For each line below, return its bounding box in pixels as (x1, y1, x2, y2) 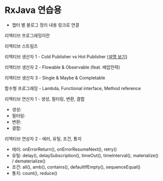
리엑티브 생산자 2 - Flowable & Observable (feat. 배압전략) (4, 64, 120, 70)
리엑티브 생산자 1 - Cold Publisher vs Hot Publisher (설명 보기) (4, 53, 127, 60)
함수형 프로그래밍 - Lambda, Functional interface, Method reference (4, 85, 141, 91)
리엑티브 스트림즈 (4, 43, 38, 49)
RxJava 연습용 (4, 4, 62, 16)
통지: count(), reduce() (11, 170, 57, 176)
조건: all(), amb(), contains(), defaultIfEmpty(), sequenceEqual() (11, 164, 141, 170)
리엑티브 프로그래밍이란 (4, 32, 50, 38)
